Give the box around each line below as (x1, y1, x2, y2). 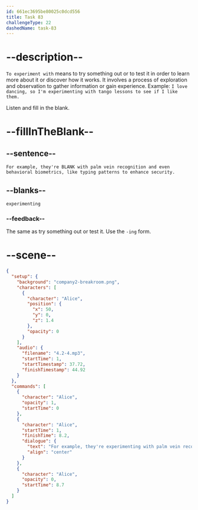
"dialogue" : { (21, 438, 57, 444)
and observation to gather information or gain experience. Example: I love (6, 83, 187, 90)
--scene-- (6, 249, 57, 262)
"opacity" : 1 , (21, 400, 57, 406)
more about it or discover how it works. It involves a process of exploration (6, 76, 187, 83)
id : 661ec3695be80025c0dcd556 (6, 8, 81, 15)
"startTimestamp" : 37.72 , (21, 361, 85, 368)
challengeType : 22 (6, 19, 51, 25)
